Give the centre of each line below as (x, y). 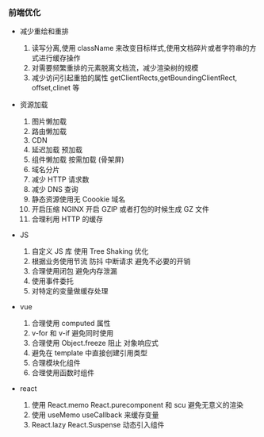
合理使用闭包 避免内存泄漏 (74, 271)
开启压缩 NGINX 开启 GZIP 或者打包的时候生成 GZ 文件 (121, 209)
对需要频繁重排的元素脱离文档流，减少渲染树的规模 (115, 68)
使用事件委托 (52, 281)
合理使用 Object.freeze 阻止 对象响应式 (95, 343)
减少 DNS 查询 (55, 190)
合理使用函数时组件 (63, 373)
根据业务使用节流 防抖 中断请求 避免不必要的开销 (111, 261)
